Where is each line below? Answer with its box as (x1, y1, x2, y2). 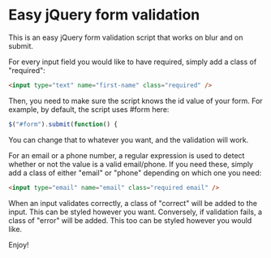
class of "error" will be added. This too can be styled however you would (8, 215, 252, 225)
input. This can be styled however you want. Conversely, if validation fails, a (8, 207, 262, 217)
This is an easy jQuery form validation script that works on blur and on (8, 32, 243, 42)
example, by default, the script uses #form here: (8, 104, 170, 114)
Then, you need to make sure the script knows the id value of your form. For (8, 96, 263, 105)
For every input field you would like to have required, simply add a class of (8, 57, 257, 67)
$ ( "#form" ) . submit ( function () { (8, 120, 118, 128)
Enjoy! (8, 239, 30, 249)
